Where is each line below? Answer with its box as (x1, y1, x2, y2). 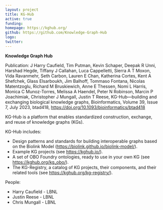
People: (5, 179, 21, 185)
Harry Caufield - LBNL (12, 188, 58, 195)
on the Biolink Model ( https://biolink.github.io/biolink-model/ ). (12, 143, 138, 149)
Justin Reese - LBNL (12, 194, 54, 200)
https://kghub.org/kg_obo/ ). (12, 159, 69, 165)
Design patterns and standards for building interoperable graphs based (12, 138, 157, 144)
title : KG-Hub (5, 12, 35, 17)
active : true (5, 16, 32, 21)
